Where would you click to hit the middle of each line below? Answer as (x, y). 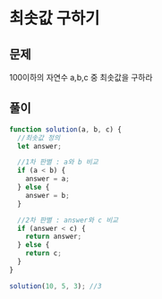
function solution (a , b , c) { (66, 129)
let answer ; (40, 146)
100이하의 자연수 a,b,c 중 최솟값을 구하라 (81, 77)
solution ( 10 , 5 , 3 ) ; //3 (55, 286)
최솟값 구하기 (55, 18)
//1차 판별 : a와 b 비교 (58, 162)
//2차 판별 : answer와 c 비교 (68, 220)
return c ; (44, 253)
